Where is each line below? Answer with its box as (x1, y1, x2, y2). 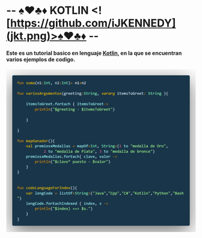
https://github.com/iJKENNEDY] (10, 16, 176, 30)
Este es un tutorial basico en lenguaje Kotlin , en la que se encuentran (6, 49, 182, 56)
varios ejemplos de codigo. (6, 55, 76, 63)
